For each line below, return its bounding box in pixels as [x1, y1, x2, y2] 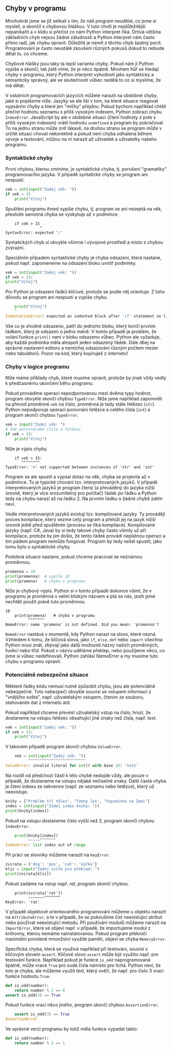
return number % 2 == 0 [14, 988, 66, 993]
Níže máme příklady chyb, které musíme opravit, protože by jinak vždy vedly [5, 375, 166, 381]
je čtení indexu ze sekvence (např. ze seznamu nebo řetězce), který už [5, 783, 155, 789]
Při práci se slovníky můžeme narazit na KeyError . [5, 852, 111, 858]
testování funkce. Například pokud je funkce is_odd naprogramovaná [5, 956, 151, 963]
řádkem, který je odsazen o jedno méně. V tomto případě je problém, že [5, 328, 157, 335]
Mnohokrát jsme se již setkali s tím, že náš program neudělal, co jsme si [5, 17, 157, 24]
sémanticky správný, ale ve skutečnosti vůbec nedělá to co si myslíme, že [5, 77, 161, 83]
